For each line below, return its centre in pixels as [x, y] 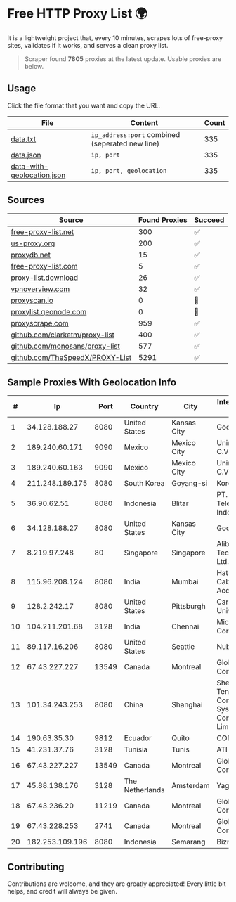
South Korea [144, 484]
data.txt [24, 139]
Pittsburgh [189, 607]
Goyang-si [190, 484]
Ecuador [138, 738]
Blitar [180, 503]
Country [145, 406]
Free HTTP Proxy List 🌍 [78, 14]
